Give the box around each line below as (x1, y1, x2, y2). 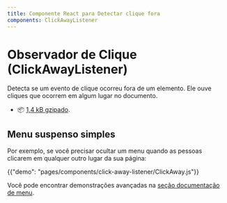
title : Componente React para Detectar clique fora (7, 10, 160, 17)
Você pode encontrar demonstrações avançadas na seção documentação (7, 181, 220, 190)
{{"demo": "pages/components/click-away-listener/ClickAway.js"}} (7, 168, 200, 176)
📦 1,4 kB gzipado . (17, 106, 70, 114)
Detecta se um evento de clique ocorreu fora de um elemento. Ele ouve (7, 84, 212, 92)
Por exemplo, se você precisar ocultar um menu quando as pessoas (7, 147, 203, 155)
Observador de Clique (7, 47, 137, 63)
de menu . (7, 188, 35, 197)
